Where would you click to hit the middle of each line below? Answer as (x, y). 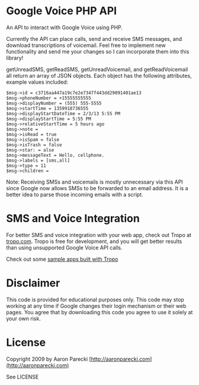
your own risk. (24, 318)
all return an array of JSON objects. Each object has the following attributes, (99, 75)
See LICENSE (23, 377)
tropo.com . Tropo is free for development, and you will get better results (94, 241)
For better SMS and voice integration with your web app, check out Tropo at (99, 235)
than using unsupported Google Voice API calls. (64, 247)
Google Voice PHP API (62, 11)
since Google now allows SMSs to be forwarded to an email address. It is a (97, 188)
